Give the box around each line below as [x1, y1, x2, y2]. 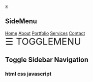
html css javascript [5, 71, 52, 78]
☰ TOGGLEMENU [5, 35, 81, 47]
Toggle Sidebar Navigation [5, 56, 89, 64]
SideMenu [5, 17, 37, 26]
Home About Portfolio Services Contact [5, 30, 85, 36]
